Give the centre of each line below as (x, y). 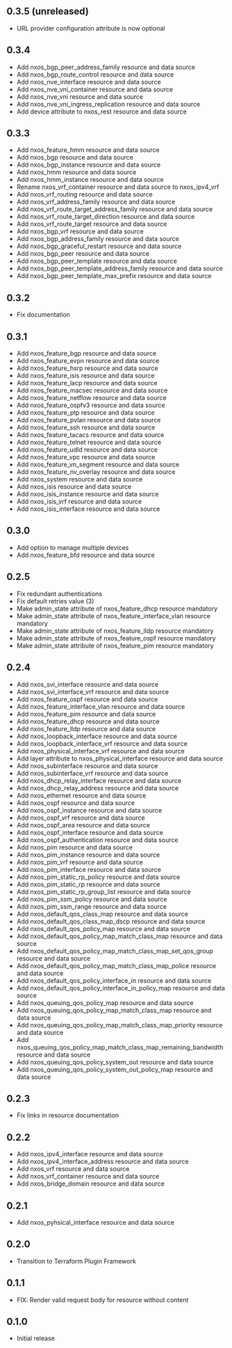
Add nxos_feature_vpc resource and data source (86, 457)
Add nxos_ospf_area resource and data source (83, 825)
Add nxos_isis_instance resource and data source (88, 494)
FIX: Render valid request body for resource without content (102, 1300)
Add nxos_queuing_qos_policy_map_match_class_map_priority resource (119, 1025)
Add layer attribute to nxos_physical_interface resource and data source (120, 758)
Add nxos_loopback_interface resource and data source (97, 736)
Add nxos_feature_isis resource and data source (85, 376)
